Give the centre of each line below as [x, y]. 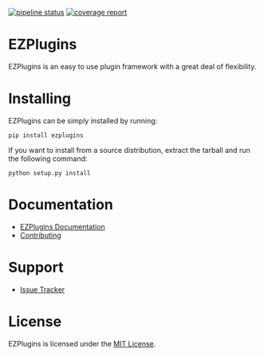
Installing [40, 99]
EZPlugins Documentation [62, 226]
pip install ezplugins [46, 135]
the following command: [48, 158]
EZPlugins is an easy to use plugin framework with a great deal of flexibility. [132, 66]
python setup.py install [49, 173]
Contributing [40, 235]
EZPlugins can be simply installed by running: [83, 120]
